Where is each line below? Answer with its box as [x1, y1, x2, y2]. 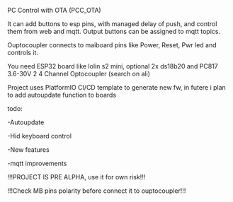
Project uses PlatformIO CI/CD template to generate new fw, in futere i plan [7, 83, 227, 91]
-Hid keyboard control [7, 132, 72, 140]
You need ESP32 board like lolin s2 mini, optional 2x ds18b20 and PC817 [7, 62, 218, 70]
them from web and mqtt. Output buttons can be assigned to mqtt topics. [7, 28, 221, 35]
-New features [7, 145, 50, 154]
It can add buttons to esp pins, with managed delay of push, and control [7, 20, 217, 28]
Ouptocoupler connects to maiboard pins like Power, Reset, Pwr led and [7, 41, 217, 49]
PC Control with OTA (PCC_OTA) [7, 6, 101, 14]
